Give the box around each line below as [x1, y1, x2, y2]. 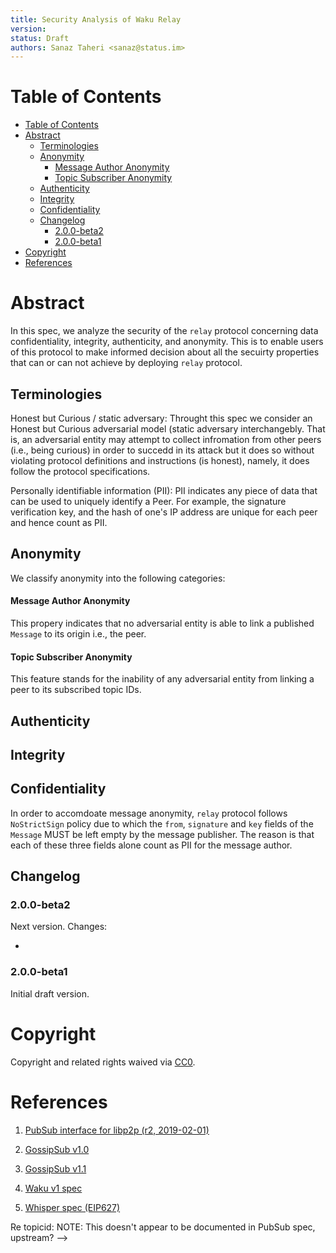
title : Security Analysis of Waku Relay [10, 14, 182, 25]
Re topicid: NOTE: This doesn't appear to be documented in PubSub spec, [10, 1221, 316, 1233]
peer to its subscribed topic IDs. [10, 684, 142, 696]
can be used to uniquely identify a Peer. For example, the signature [10, 495, 287, 507]
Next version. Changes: [10, 921, 108, 933]
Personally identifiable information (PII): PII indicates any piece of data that [10, 484, 318, 496]
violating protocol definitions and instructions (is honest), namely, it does [10, 454, 310, 466]
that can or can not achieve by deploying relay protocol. [10, 357, 243, 369]
